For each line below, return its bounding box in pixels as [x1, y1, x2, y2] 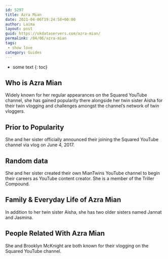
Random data [5, 156, 48, 165]
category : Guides [5, 50, 42, 55]
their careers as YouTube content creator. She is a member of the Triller [5, 175, 154, 181]
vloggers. [5, 108, 25, 114]
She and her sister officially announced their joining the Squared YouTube [5, 137, 159, 143]
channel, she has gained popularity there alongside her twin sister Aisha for [5, 98, 163, 104]
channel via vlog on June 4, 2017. [5, 142, 75, 148]
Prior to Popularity [5, 123, 64, 132]
